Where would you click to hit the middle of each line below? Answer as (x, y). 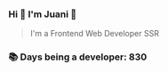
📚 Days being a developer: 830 (78, 57)
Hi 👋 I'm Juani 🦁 (43, 14)
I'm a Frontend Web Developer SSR (94, 34)
